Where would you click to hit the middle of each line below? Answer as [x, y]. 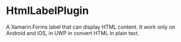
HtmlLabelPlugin [48, 11]
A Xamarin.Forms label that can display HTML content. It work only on [90, 27]
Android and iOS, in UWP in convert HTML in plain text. [73, 33]
